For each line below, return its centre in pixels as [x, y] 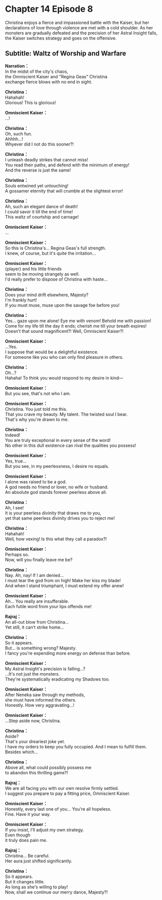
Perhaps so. [17, 554]
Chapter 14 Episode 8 [49, 9]
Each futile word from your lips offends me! [48, 606]
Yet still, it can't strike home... [35, 627]
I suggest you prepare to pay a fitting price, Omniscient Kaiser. [68, 793]
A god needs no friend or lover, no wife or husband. [57, 487]
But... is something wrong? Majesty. [41, 648]
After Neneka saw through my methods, [45, 695]
